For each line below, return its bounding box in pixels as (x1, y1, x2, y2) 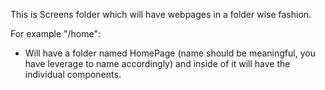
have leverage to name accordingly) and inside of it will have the (24, 58, 291, 69)
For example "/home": (10, 28, 102, 39)
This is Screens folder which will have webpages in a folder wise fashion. (10, 9, 312, 20)
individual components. (24, 69, 122, 80)
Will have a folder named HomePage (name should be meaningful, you (24, 47, 316, 59)
